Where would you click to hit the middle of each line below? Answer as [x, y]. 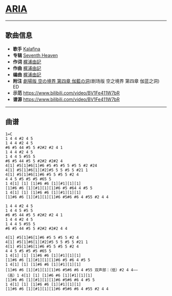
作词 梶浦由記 [27, 62]
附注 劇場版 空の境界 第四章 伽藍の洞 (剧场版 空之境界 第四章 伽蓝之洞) [86, 81]
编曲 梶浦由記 [27, 75]
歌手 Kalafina [26, 49]
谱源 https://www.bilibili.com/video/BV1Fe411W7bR [66, 99]
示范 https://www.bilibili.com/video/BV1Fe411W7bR [66, 92]
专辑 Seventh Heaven [35, 55]
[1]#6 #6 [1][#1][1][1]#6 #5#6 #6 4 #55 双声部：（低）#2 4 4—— [72, 270]
